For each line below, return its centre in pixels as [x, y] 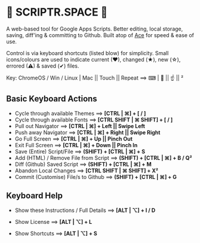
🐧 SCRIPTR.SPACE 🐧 [57, 12]
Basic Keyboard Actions [52, 99]
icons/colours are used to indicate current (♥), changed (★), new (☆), [93, 59]
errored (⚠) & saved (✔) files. [43, 66]
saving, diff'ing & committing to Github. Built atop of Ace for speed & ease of [100, 35]
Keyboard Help [34, 196]
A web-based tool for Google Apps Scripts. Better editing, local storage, [95, 29]
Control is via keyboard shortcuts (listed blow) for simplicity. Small [87, 53]
